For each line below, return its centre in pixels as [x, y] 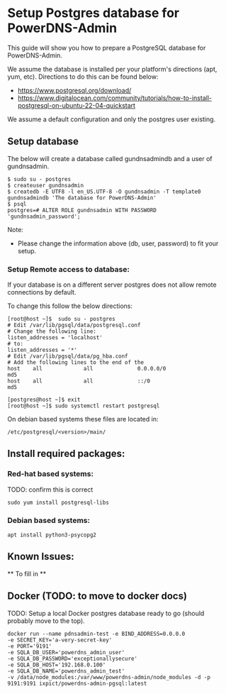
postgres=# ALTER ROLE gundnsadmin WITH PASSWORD [82, 210]
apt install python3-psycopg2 [52, 535]
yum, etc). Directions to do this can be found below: [83, 77]
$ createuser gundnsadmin [45, 185]
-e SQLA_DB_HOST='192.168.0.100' [57, 665]
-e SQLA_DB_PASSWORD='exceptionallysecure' [73, 659]
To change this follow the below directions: [70, 306]
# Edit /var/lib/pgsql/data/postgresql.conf [74, 325]
